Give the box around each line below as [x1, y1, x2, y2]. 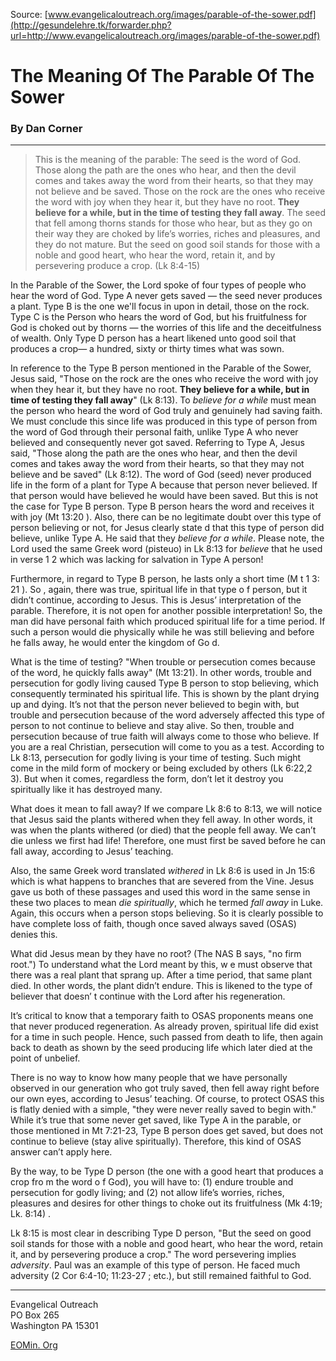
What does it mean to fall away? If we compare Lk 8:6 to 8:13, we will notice [10, 803, 323, 815]
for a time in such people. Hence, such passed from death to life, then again [10, 1031, 324, 1043]
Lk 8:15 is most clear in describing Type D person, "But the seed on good [10, 1227, 312, 1239]
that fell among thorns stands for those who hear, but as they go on [34, 217, 313, 229]
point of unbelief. [10, 1052, 81, 1064]
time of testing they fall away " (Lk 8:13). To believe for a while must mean [10, 394, 317, 406]
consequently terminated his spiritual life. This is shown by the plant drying [10, 688, 320, 700]
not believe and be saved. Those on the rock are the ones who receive [34, 185, 326, 198]
